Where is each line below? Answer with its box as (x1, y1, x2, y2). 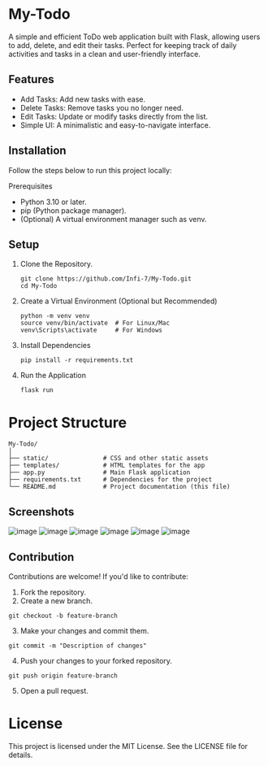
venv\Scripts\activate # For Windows (19, 326, 162, 334)
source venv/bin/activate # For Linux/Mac (19, 319, 171, 328)
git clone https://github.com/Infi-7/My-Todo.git (19, 275, 192, 283)
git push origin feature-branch (8, 672, 118, 680)
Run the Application (19, 371, 87, 381)
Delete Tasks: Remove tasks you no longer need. (19, 102, 184, 112)
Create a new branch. (19, 595, 93, 606)
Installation (8, 144, 67, 158)
